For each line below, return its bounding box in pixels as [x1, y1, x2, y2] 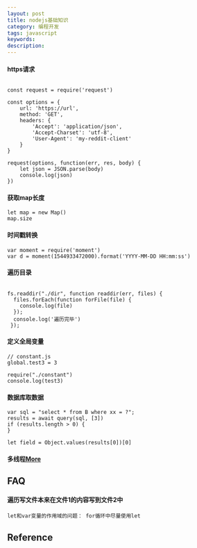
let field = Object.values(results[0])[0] [7, 439, 132, 447]
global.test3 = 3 [7, 359, 58, 367]
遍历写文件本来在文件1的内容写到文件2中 [7, 495, 123, 504]
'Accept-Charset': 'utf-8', [32, 129, 113, 136]
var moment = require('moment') [7, 247, 101, 254]
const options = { [7, 99, 60, 106]
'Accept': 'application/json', [32, 123, 123, 131]
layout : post [7, 10, 45, 17]
